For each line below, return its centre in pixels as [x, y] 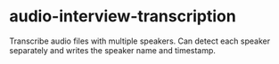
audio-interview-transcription [123, 16]
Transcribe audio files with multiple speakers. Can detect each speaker [139, 41]
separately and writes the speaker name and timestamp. [113, 50]
